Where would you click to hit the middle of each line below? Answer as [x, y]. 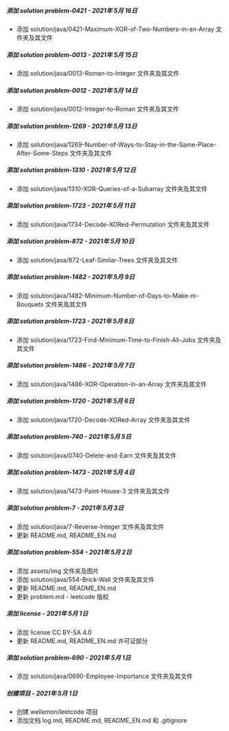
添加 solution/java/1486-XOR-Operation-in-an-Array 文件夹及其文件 [111, 384]
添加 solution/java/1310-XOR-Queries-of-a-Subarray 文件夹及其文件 [112, 188]
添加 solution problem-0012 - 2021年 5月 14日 [72, 90]
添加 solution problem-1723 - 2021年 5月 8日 [70, 321]
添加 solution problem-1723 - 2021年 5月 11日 [71, 205]
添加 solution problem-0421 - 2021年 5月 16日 [72, 10]
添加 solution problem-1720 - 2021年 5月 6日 [70, 401]
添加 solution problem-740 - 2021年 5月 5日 [69, 437]
